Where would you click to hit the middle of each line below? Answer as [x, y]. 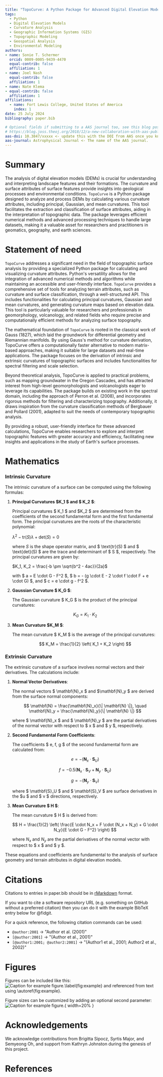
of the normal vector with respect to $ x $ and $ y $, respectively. [78, 726]
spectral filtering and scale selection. [42, 366]
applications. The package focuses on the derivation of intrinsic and [73, 356]
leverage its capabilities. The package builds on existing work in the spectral [81, 391]
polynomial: [24, 527]
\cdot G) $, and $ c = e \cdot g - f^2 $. [50, 581]
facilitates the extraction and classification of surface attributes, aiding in [78, 210]
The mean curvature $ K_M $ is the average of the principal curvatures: [84, 635]
